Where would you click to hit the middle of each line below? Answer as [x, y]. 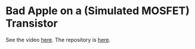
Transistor [32, 23]
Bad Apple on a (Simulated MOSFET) [98, 11]
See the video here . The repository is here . [58, 40]
